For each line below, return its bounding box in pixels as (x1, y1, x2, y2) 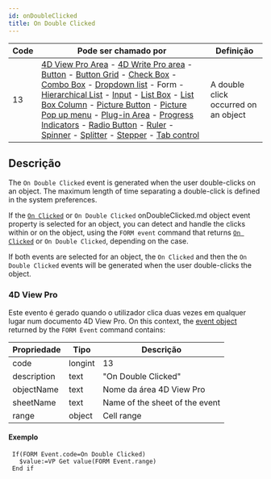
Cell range (102, 410, 142, 421)
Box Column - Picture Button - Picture (41, 98, 187, 110)
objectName (12, 384, 59, 395)
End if (11, 464, 35, 473)
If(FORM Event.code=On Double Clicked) (11, 450, 147, 458)
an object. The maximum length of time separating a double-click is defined (8, 186, 261, 196)
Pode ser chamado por (77, 45, 167, 56)
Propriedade (12, 344, 61, 355)
